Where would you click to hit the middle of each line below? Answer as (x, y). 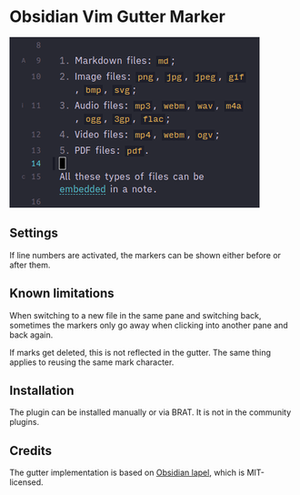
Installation (42, 390)
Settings (34, 233)
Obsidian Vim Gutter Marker (117, 17)
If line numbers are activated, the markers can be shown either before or (145, 255)
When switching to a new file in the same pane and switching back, (135, 315)
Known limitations (62, 293)
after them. (30, 265)
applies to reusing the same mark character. (92, 362)
